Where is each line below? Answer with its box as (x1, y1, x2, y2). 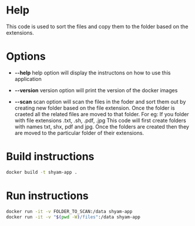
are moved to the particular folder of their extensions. (14, 129, 144, 136)
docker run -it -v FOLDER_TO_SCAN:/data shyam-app (6, 208, 133, 214)
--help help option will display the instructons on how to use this (14, 69, 171, 76)
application (14, 75, 42, 82)
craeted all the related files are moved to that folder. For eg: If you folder (14, 110, 189, 117)
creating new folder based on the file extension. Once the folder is (14, 104, 175, 112)
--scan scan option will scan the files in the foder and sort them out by (14, 98, 186, 105)
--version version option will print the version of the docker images (14, 86, 178, 94)
